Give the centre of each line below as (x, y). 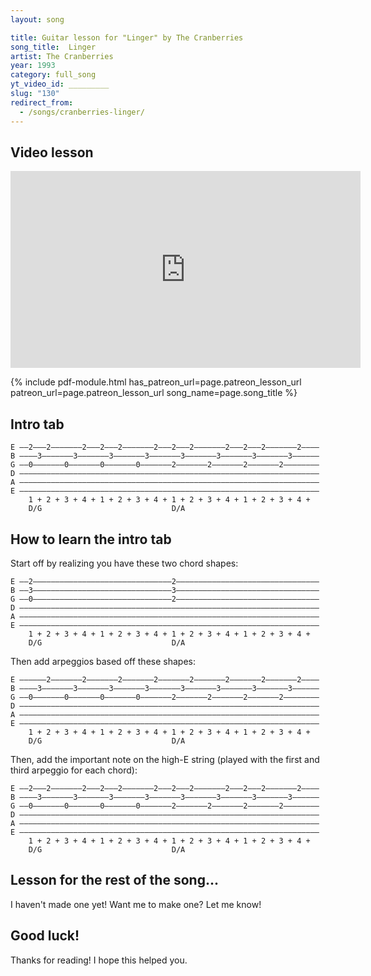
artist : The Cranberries (62, 56)
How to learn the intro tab (91, 539)
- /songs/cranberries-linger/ (82, 112)
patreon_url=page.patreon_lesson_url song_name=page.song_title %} (154, 393)
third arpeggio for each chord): (74, 770)
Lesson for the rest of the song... (114, 880)
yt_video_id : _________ (60, 84)
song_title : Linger (53, 47)
